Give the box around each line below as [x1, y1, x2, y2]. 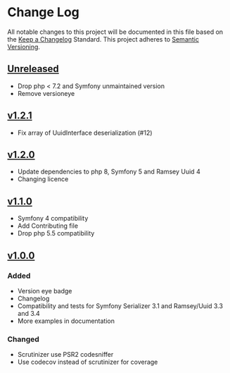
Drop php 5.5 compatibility [17, 229, 95, 238]
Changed [7, 334, 40, 344]
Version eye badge [17, 286, 72, 295]
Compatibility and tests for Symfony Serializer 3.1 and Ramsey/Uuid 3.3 [17, 301, 224, 310]
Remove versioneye [17, 89, 75, 97]
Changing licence [17, 175, 69, 183]
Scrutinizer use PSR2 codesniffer [17, 350, 114, 359]
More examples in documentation [17, 317, 115, 325]
